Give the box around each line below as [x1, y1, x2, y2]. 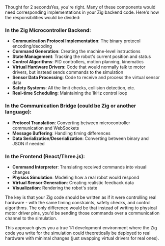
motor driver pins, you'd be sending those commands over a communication [5, 210, 160, 216]
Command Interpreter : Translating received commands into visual [12, 164, 147, 170]
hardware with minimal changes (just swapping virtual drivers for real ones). [5, 235, 159, 241]
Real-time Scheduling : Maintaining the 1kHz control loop [12, 90, 128, 96]
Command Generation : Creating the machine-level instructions [12, 49, 141, 55]
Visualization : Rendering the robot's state [12, 185, 98, 191]
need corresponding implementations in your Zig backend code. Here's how [5, 9, 160, 15]
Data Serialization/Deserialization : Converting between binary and [12, 135, 149, 141]
